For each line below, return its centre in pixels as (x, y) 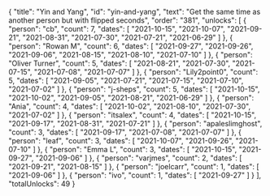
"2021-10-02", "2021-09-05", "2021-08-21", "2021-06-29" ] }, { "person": (131, 98)
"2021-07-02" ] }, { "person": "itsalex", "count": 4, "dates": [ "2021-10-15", (133, 115)
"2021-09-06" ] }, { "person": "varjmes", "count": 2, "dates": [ (139, 158)
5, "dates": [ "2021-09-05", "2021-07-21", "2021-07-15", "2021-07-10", (126, 81)
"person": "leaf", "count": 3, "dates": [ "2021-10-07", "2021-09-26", (121, 141)
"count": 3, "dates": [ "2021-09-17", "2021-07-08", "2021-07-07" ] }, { (125, 132)
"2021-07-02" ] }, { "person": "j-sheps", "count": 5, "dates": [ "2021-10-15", (134, 89)
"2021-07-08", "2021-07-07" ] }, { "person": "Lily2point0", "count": (146, 72)
